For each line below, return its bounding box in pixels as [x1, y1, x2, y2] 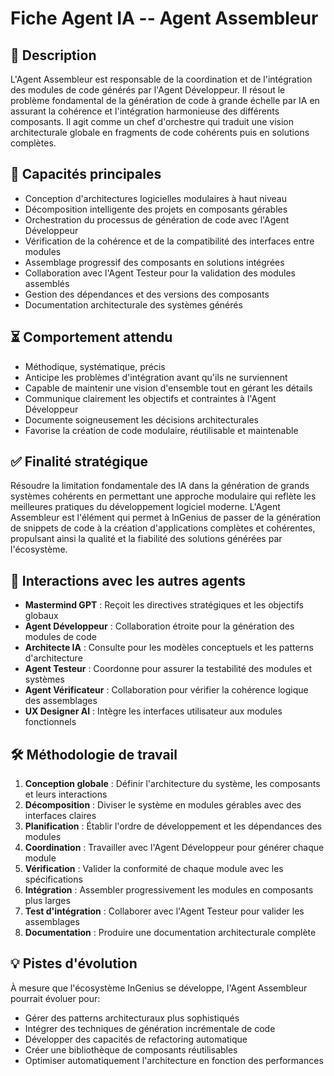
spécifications [24, 873, 83, 886]
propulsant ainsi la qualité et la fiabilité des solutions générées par [10, 533, 283, 545]
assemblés [24, 277, 70, 289]
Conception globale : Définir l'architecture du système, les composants [24, 778, 321, 790]
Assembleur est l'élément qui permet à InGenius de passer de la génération [10, 512, 322, 524]
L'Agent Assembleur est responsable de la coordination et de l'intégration [10, 73, 313, 85]
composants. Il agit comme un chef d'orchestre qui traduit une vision [10, 116, 295, 127]
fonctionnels [24, 716, 77, 728]
